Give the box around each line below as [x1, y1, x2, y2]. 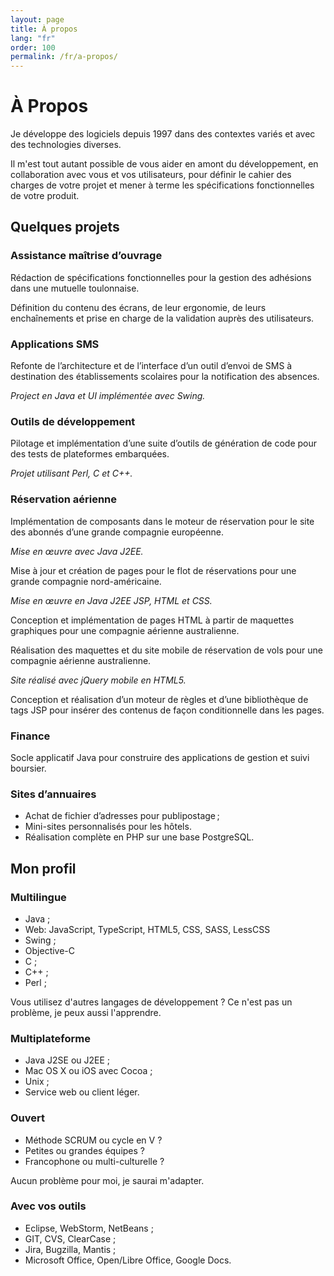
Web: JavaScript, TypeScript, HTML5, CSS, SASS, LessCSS [24, 923, 271, 935]
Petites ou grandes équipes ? [24, 1144, 146, 1156]
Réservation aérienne [10, 492, 118, 506]
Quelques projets [10, 219, 120, 236]
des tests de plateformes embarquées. [10, 448, 170, 460]
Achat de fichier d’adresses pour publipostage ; [24, 810, 220, 822]
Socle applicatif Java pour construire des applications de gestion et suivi [10, 751, 310, 763]
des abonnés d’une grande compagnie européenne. [10, 526, 224, 538]
